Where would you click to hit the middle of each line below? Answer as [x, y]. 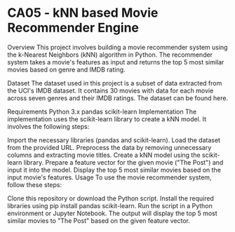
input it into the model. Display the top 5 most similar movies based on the [114, 170]
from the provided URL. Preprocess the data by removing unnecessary [109, 147]
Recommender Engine [73, 28]
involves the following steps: [48, 126]
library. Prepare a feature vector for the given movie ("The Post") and [123, 162]
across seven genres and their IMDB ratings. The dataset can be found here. [118, 98]
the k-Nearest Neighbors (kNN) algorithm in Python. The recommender [110, 55]
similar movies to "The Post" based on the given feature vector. [99, 220]
